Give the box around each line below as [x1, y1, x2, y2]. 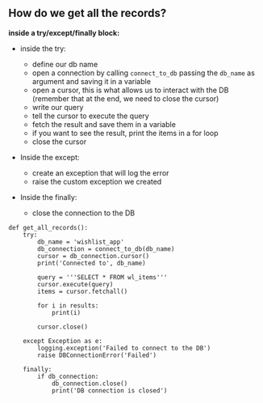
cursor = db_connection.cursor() [37, 252, 150, 260]
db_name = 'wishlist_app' [37, 238, 125, 246]
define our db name [31, 59, 98, 69]
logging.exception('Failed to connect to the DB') [37, 344, 211, 352]
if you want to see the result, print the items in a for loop [31, 128, 219, 138]
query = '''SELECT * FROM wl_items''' [37, 273, 168, 282]
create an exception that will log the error [31, 168, 169, 177]
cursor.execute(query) [37, 280, 114, 288]
